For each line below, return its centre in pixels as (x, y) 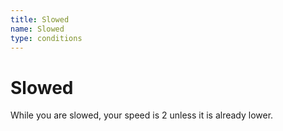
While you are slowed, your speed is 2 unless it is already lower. (142, 115)
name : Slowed (37, 29)
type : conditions (46, 38)
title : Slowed (40, 19)
